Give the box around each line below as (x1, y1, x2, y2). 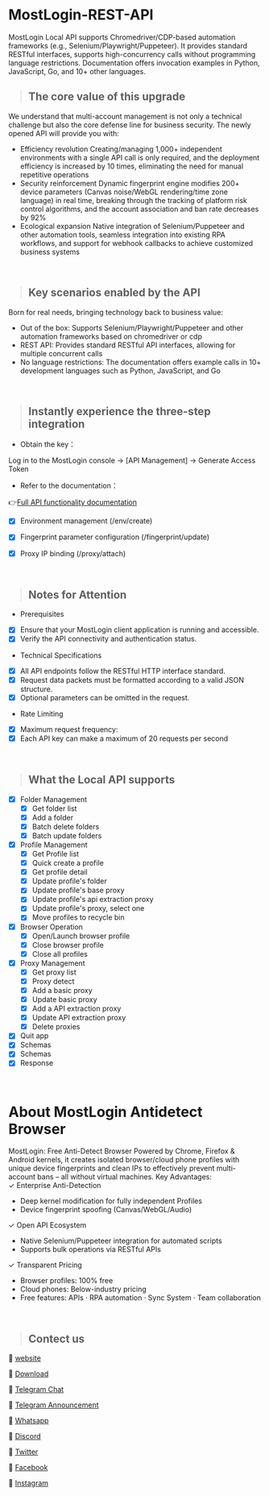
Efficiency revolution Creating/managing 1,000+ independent (19, 143, 223, 154)
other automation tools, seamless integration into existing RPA (19, 230, 226, 239)
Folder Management (19, 794, 87, 804)
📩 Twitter (8, 1447, 39, 1457)
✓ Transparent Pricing (8, 1260, 82, 1270)
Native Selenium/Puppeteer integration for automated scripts (19, 1236, 223, 1246)
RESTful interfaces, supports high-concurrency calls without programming (8, 49, 256, 59)
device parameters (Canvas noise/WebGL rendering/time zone (19, 187, 228, 197)
